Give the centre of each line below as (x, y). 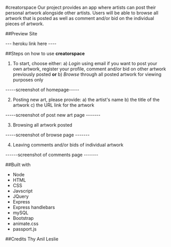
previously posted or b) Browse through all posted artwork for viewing (87, 74)
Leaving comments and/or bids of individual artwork (68, 145)
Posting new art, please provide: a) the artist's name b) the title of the (86, 100)
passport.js (25, 229)
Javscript (23, 191)
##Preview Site (21, 34)
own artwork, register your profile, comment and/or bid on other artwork (89, 69)
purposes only (28, 80)
